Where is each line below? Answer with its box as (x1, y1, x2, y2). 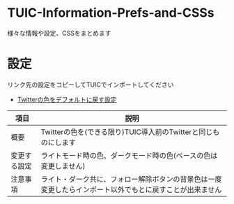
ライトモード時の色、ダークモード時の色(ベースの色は (40, 150, 218, 160)
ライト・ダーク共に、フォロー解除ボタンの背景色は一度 (40, 174, 222, 184)
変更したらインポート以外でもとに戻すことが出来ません (40, 184, 222, 194)
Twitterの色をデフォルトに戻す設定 (17, 95, 117, 103)
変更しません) (40, 161, 86, 170)
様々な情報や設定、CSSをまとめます (7, 29, 111, 37)
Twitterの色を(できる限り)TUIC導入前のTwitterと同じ (40, 127, 213, 137)
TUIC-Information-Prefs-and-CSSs (7, 5, 214, 21)
